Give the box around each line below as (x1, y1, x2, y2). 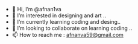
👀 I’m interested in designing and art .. (11, 12, 107, 19)
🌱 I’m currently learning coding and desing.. (11, 18, 121, 25)
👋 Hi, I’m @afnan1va (11, 6, 61, 12)
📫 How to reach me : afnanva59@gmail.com (11, 32, 124, 38)
